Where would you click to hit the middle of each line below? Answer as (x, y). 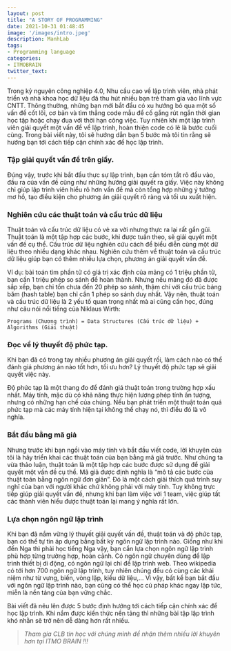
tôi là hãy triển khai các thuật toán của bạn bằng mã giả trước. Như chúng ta (115, 457)
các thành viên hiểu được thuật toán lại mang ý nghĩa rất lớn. (93, 501)
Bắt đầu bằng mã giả (42, 435)
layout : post (26, 13)
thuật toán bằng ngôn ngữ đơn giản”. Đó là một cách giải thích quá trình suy (114, 479)
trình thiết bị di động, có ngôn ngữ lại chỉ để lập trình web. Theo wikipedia (112, 563)
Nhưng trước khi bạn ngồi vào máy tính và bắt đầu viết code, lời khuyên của (114, 450)
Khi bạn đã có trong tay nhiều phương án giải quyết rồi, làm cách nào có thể (115, 360)
